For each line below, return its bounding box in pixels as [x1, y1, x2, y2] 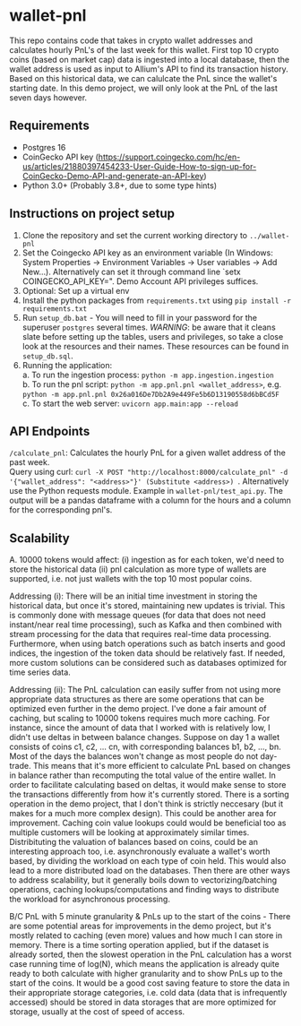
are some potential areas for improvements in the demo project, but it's [9, 920, 271, 932]
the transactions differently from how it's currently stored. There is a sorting [9, 789, 289, 800]
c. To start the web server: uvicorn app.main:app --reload [21, 398, 239, 409]
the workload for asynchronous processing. [9, 893, 170, 905]
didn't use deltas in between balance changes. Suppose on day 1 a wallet [9, 732, 280, 743]
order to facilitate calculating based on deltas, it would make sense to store [9, 780, 287, 790]
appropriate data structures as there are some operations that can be [9, 694, 264, 704]
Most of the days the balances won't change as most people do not [9, 751, 259, 762]
